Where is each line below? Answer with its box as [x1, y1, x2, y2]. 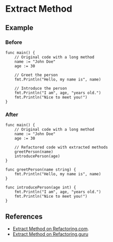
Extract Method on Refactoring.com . [12, 225, 89, 232]
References [5, 212, 43, 221]
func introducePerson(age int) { [5, 185, 76, 190]
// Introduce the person [14, 86, 67, 91]
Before [5, 39, 22, 46]
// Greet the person [14, 72, 58, 77]
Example [5, 23, 34, 32]
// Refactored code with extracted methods [14, 145, 108, 150]
